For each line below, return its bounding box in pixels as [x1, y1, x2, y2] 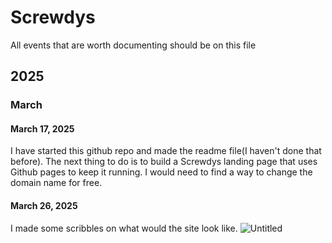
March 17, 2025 [10, 122, 75, 135]
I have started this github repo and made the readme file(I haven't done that [10, 145, 322, 157]
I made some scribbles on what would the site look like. [10, 222, 238, 234]
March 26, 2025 [10, 200, 78, 212]
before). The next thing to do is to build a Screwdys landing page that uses [10, 156, 318, 168]
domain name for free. [10, 177, 103, 189]
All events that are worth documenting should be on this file [10, 39, 257, 51]
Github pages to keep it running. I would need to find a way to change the [10, 166, 313, 178]
